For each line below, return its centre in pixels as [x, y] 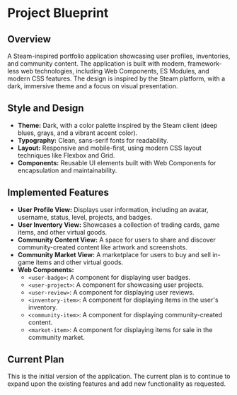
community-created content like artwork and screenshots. [102, 247]
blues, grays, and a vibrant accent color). [77, 133]
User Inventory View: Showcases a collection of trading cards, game [119, 225]
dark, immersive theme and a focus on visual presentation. [93, 86]
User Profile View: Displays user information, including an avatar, [113, 209]
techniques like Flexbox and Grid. [66, 155]
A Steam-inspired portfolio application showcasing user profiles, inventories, [119, 56]
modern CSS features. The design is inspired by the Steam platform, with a [116, 78]
